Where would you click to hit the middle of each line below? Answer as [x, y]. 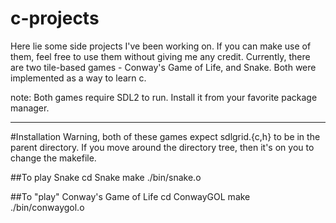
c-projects [55, 18]
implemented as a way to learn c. [78, 78]
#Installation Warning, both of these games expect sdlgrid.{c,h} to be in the [165, 136]
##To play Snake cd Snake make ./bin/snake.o [106, 177]
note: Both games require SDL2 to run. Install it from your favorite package [164, 97]
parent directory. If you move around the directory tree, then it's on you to [162, 147]
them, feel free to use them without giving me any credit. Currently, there [160, 56]
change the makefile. [53, 158]
